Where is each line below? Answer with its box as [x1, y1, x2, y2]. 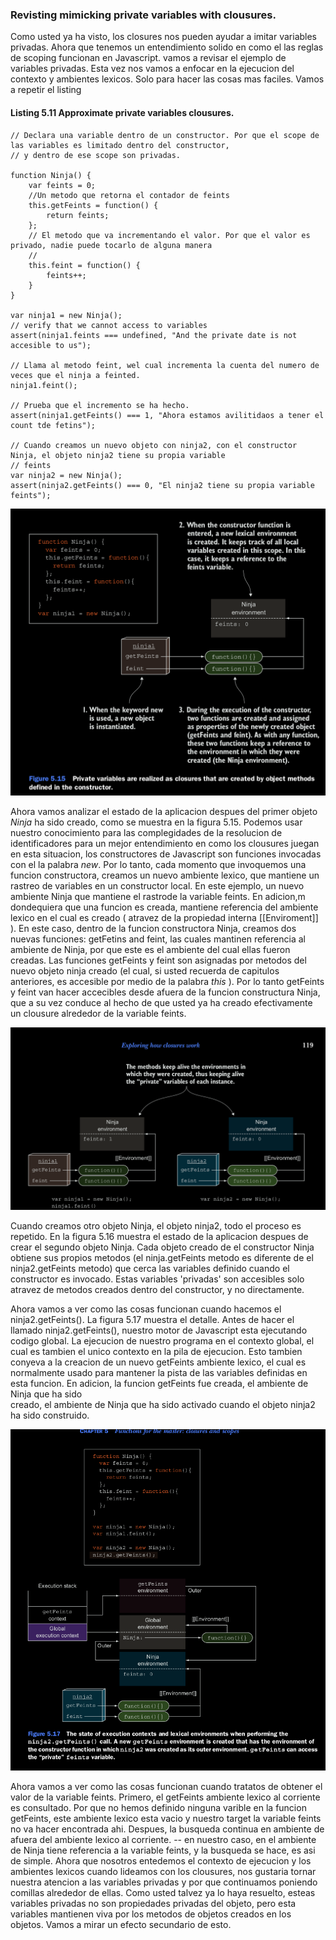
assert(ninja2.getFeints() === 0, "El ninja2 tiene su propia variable [10, 480, 315, 490]
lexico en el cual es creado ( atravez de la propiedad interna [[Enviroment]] [10, 912, 319, 924]
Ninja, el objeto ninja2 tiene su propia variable [10, 450, 226, 460]
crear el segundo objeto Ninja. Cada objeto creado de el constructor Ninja [10, 1241, 315, 1253]
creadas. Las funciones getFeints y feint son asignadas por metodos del [10, 954, 307, 967]
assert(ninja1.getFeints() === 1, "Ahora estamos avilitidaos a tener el [10, 410, 325, 420]
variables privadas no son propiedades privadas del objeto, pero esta [10, 1897, 297, 1909]
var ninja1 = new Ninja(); [10, 310, 123, 320]
